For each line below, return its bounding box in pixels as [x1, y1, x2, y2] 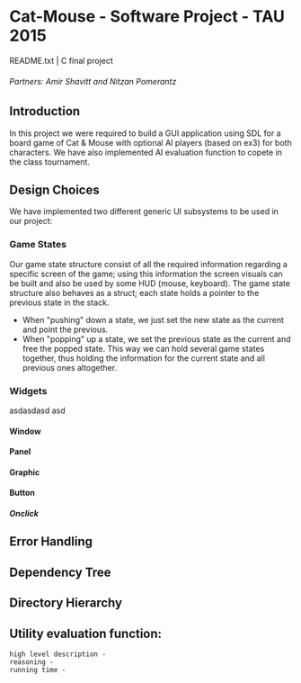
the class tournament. [9, 156, 90, 167]
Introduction [9, 103, 81, 119]
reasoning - [9, 657, 54, 667]
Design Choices [9, 182, 101, 197]
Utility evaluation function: [9, 625, 163, 641]
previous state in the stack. [9, 297, 110, 308]
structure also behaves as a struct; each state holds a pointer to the [9, 287, 260, 298]
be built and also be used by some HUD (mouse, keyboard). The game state [9, 277, 290, 289]
